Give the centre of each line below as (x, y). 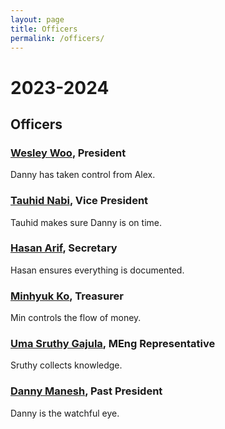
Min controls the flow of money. (76, 318)
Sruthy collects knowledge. (66, 365)
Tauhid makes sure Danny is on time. (86, 222)
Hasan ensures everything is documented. (97, 270)
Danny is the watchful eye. (65, 413)
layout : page (37, 19)
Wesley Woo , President (68, 153)
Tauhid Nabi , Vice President (79, 201)
